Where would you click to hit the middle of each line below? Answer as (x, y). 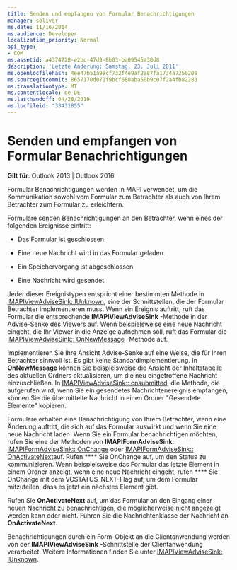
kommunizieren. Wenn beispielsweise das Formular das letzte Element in (113, 464)
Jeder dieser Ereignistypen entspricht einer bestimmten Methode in (106, 293)
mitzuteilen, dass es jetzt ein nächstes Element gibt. (83, 487)
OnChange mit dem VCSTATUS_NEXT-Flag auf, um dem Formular (103, 479)
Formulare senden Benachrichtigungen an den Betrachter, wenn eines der (115, 218)
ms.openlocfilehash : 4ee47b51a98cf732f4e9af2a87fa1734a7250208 (103, 73)
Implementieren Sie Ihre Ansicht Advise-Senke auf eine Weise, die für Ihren (117, 353)
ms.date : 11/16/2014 (38, 27)
